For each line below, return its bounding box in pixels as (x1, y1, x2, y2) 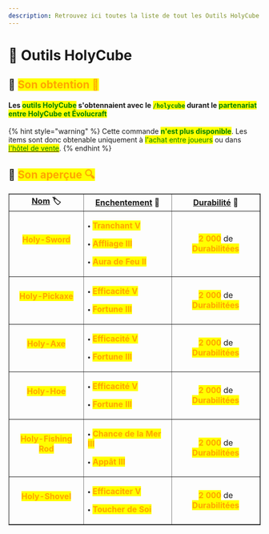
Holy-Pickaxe (19, 291, 74, 302)
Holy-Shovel (21, 491, 72, 502)
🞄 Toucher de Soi (87, 504, 152, 515)
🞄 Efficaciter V (87, 486, 142, 497)
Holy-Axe (26, 338, 66, 349)
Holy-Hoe (26, 386, 66, 397)
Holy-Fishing (20, 433, 73, 444)
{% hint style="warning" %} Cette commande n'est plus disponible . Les (8, 126, 248, 136)
